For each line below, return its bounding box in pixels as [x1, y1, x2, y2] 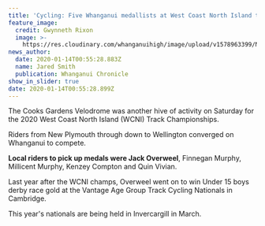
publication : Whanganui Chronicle [15, 70, 129, 78]
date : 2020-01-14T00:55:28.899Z [8, 84, 114, 93]
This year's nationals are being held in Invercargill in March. [8, 209, 202, 219]
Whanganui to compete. [8, 139, 87, 148]
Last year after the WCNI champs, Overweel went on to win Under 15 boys [8, 177, 250, 187]
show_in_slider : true [8, 77, 80, 85]
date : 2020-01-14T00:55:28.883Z [15, 56, 122, 64]
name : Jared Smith [15, 63, 77, 71]
